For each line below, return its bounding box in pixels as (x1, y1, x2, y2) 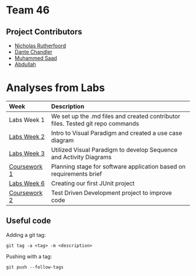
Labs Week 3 (9, 149, 45, 158)
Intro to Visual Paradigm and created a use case (51, 129, 183, 137)
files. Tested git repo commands (51, 119, 139, 127)
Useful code (6, 216, 51, 226)
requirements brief (51, 170, 102, 178)
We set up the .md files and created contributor (51, 112, 181, 120)
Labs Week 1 (9, 116, 45, 124)
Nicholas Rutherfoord (14, 42, 66, 49)
